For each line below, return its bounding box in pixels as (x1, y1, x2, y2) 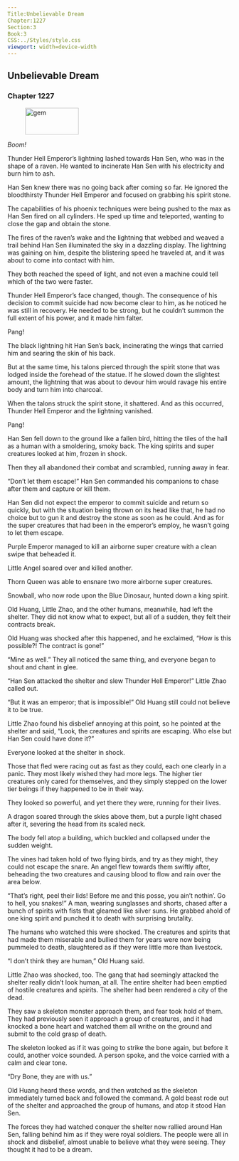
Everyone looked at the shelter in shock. (7, 748, 126, 756)
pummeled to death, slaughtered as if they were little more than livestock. (7, 943, 223, 951)
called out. (7, 684, 38, 692)
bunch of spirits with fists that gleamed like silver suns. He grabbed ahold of (7, 906, 231, 915)
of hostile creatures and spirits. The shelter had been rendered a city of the (7, 985, 228, 994)
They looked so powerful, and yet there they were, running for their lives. (7, 798, 221, 807)
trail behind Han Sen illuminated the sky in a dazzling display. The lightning (7, 240, 226, 249)
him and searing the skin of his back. (7, 349, 116, 357)
